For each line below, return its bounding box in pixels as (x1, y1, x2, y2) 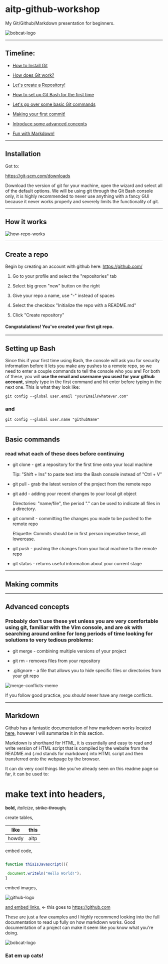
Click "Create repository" (12, 312, 64, 318)
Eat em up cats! (5, 952, 44, 959)
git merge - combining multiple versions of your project (12, 648, 126, 654)
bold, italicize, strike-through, (5, 805, 66, 811)
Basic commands (5, 435, 60, 443)
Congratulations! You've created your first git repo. (5, 324, 114, 330)
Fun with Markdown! (12, 130, 55, 136)
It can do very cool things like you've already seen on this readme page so (5, 765, 158, 771)
